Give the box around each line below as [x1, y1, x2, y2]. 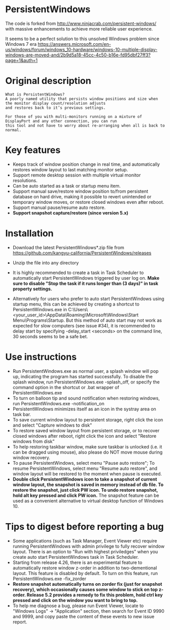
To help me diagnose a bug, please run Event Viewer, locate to [12, 603, 144, 609]
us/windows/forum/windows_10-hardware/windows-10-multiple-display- [5, 46, 158, 52]
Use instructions [5, 351, 77, 363]
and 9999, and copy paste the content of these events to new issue [12, 613, 155, 619]
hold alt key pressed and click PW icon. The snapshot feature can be [12, 492, 159, 498]
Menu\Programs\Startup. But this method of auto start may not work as [12, 317, 162, 323]
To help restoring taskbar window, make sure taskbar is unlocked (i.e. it [12, 443, 162, 449]
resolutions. [12, 177, 38, 184]
